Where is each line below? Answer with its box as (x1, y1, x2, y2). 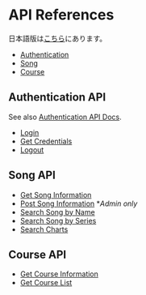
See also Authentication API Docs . (8, 112, 123, 122)
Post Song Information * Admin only (19, 199, 138, 208)
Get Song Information (19, 190, 92, 199)
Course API (8, 247, 67, 261)
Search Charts (19, 224, 69, 234)
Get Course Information (19, 269, 99, 279)
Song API (8, 169, 56, 182)
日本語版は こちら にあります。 (8, 33, 107, 43)
